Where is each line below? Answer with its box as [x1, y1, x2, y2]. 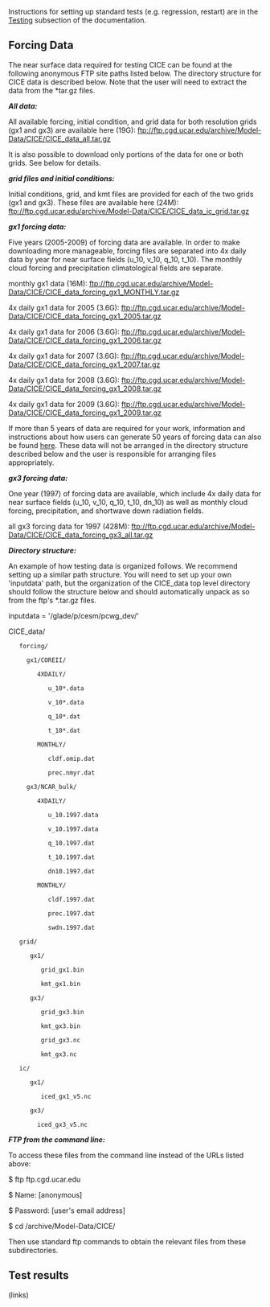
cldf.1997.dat [47, 895, 95, 903]
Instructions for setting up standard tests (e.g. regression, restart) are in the [8, 7, 259, 16]
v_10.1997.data [47, 824, 99, 833]
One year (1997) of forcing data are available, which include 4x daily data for [8, 488, 262, 498]
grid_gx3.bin [40, 1008, 84, 1016]
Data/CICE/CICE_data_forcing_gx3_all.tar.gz [8, 530, 153, 540]
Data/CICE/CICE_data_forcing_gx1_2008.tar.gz [8, 384, 162, 393]
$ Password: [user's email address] [8, 1206, 126, 1215]
